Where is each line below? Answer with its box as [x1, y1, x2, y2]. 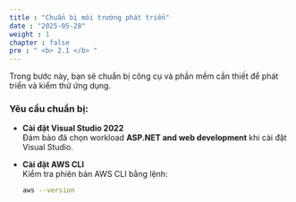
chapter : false [9, 38, 70, 47]
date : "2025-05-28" [9, 21, 87, 30]
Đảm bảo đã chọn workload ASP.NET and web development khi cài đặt [21, 132, 288, 143]
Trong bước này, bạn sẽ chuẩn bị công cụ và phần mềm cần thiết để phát [9, 71, 279, 81]
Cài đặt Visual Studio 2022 [21, 122, 124, 134]
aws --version [21, 186, 75, 195]
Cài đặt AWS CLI [21, 159, 85, 170]
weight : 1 [9, 29, 50, 38]
